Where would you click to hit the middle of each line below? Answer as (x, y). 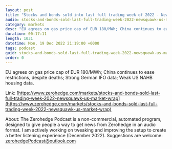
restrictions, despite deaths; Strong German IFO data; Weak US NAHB (79, 78)
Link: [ (12, 93)
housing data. (20, 83)
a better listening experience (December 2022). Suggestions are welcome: (84, 136)
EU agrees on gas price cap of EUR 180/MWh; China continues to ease (80, 72)
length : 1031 (19, 39)
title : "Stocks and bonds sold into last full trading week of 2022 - (82, 15)
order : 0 (15, 58)
